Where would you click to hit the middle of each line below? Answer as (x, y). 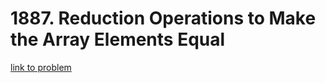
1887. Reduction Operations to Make (163, 18)
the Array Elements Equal (118, 39)
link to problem (41, 67)
